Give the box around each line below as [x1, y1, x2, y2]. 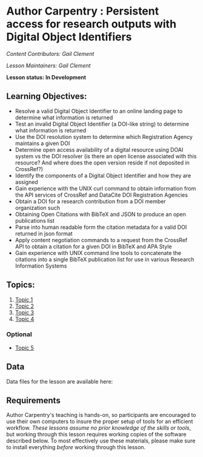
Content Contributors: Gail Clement [6, 50, 95, 57]
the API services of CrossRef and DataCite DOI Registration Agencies [15, 191, 188, 198]
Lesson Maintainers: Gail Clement [6, 62, 91, 69]
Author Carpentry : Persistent [6, 4, 159, 18]
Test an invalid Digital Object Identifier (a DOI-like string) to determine [15, 120, 190, 127]
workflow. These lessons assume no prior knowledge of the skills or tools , [6, 424, 191, 432]
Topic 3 [15, 308, 35, 316]
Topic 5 [15, 344, 35, 351]
